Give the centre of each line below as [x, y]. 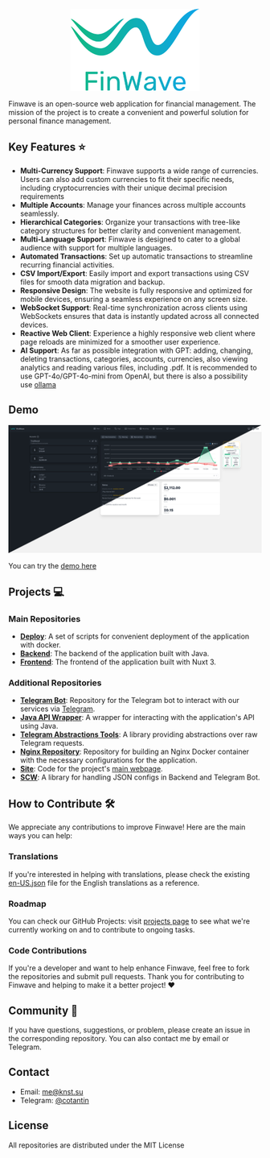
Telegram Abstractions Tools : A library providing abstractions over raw [139, 734]
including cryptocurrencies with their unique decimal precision [123, 188]
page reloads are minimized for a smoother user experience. [120, 341]
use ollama [38, 384]
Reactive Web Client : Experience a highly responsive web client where [137, 333]
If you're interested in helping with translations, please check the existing [129, 874]
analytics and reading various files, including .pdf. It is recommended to [138, 367]
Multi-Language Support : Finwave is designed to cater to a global [130, 239]
